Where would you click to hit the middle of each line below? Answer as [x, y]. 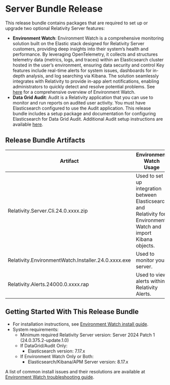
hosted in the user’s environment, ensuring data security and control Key [88, 65]
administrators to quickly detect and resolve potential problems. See [84, 86]
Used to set [150, 176]
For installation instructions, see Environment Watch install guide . [80, 324]
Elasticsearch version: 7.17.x [56, 351]
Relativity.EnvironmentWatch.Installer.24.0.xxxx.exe [69, 260]
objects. [145, 246]
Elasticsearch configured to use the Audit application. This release [82, 108]
